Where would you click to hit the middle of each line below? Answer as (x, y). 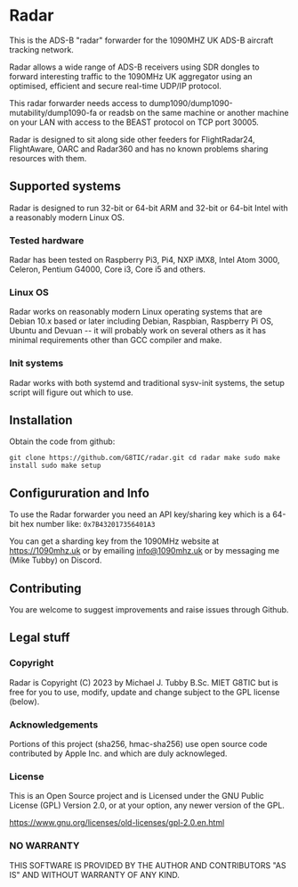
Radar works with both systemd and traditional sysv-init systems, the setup (147, 382)
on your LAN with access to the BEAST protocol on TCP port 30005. (134, 122)
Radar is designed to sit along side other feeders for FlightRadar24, (132, 139)
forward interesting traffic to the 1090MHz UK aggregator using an (131, 76)
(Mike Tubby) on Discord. (56, 560)
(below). (24, 702)
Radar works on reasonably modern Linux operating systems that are (136, 312)
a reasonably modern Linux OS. (67, 217)
